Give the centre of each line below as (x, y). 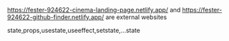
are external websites (136, 17)
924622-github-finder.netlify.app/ (56, 17)
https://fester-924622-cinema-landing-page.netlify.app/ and (94, 10)
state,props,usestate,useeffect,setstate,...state (74, 30)
